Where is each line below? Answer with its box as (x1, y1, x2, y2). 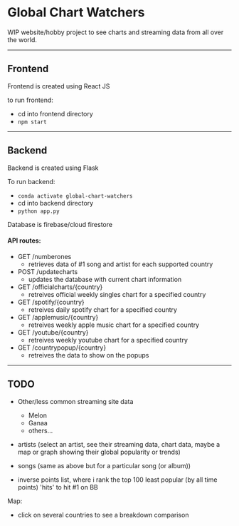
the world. (7, 35, 38, 44)
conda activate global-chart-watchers (17, 192, 133, 200)
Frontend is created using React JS (7, 81, 110, 90)
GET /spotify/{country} (17, 298, 85, 306)
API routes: (7, 236, 41, 245)
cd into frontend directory (17, 109, 94, 118)
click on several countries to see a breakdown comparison (17, 510, 189, 519)
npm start (17, 118, 48, 126)
